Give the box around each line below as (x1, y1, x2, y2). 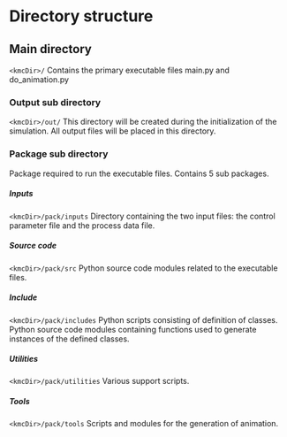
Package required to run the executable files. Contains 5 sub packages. (9, 168, 269, 179)
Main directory (9, 42, 93, 57)
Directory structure (9, 6, 154, 27)
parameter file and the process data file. (9, 219, 155, 231)
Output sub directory (9, 96, 102, 108)
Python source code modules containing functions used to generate (9, 324, 257, 334)
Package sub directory (9, 148, 109, 160)
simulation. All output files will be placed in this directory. (9, 126, 216, 136)
